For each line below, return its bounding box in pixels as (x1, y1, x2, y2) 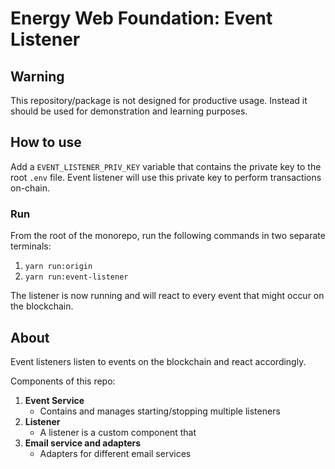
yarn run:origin (24, 262, 93, 272)
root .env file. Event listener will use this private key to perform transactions (10, 171, 322, 183)
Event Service (24, 394, 85, 406)
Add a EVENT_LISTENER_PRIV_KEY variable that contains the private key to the (10, 160, 322, 172)
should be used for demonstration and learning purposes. (10, 105, 248, 117)
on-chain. (10, 182, 50, 194)
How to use (10, 134, 82, 151)
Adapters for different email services (39, 447, 192, 459)
